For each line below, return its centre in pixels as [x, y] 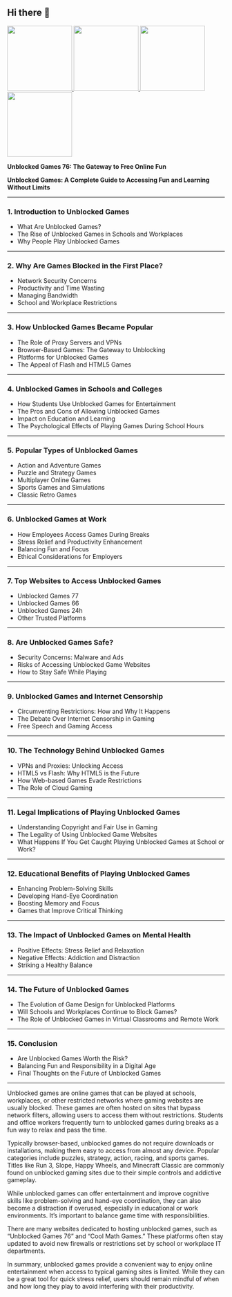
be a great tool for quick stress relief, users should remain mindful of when [113, 1279]
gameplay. [22, 1180]
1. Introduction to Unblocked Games [68, 212]
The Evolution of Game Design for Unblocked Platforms [96, 1004]
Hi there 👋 [29, 13]
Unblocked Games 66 [48, 603]
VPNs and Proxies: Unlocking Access [70, 766]
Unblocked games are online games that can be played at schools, [102, 1093]
